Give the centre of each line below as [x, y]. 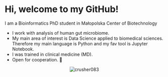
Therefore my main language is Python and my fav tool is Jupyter [80, 43]
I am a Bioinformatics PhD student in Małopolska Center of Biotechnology [81, 23]
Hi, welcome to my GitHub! [62, 9]
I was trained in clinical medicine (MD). [52, 54]
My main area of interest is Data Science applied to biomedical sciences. [88, 38]
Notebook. [23, 49]
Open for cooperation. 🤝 [37, 59]
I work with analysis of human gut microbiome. [61, 33]
